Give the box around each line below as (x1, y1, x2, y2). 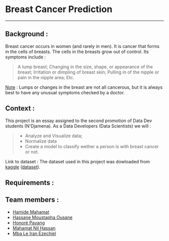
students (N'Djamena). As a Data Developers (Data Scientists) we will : (5, 123, 151, 129)
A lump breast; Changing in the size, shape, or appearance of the (17, 64, 153, 70)
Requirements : (5, 178, 54, 187)
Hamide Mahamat (12, 209, 49, 215)
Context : (5, 104, 35, 113)
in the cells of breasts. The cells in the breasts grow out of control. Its (5, 48, 149, 54)
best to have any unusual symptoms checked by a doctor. (5, 89, 125, 95)
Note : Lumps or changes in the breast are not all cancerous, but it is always (5, 84, 163, 90)
